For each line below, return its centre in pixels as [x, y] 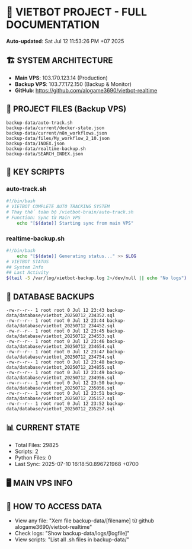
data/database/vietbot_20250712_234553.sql [61, 336]
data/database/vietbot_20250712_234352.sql [61, 315]
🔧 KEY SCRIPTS [36, 172]
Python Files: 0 [33, 457]
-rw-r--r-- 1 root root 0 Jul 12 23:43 [55, 310]
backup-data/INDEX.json [36, 143]
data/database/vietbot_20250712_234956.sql [61, 378]
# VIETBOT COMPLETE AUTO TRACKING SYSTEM [58, 207]
